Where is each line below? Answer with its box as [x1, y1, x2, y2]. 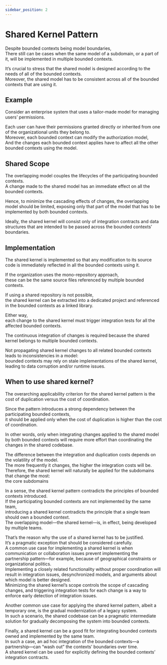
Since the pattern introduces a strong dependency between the [5, 405, 135, 411]
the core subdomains [5, 478, 49, 484]
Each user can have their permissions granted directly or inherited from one [5, 124, 161, 130]
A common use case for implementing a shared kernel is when [5, 545, 133, 551]
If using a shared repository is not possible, [5, 292, 94, 298]
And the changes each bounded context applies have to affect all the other [5, 140, 159, 146]
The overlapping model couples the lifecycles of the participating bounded [5, 173, 158, 179]
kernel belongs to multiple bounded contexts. [5, 338, 98, 344]
